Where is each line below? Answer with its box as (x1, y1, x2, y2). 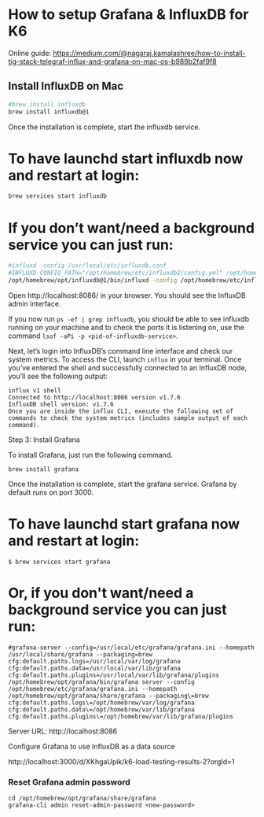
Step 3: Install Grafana (8, 435, 80, 444)
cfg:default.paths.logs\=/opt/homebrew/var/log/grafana (8, 699, 195, 707)
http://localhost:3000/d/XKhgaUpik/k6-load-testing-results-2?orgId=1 (8, 756, 235, 766)
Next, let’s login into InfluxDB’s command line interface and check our (8, 346, 233, 355)
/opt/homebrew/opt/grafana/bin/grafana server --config (8, 678, 195, 686)
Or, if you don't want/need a (8, 585, 194, 602)
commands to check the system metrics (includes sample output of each (8, 414, 247, 422)
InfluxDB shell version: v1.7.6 (8, 400, 114, 408)
